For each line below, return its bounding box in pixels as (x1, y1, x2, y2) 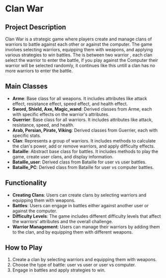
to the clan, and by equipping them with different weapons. (12, 229, 133, 235)
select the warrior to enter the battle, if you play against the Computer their (5, 57, 159, 63)
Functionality (5, 179, 47, 187)
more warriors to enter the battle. (5, 68, 73, 74)
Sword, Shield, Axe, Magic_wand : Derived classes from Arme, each (12, 106, 152, 112)
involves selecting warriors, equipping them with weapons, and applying (5, 47, 153, 52)
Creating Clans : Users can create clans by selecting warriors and (12, 192, 147, 198)
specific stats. (12, 133, 41, 139)
